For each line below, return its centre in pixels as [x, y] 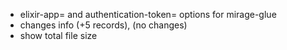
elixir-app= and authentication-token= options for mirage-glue [148, 14]
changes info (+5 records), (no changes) [103, 25]
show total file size [58, 35]
